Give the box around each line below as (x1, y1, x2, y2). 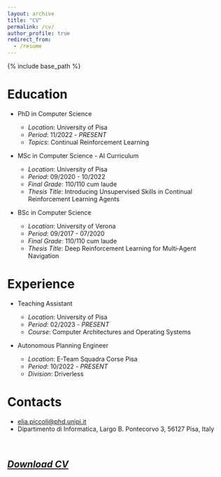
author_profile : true (7, 29, 71, 37)
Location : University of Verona (27, 222, 116, 230)
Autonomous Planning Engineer (17, 341, 108, 350)
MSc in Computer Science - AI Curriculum (17, 151, 139, 159)
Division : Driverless (27, 369, 84, 378)
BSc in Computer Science (17, 208, 92, 217)
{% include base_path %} (7, 62, 81, 70)
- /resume (13, 43, 42, 50)
